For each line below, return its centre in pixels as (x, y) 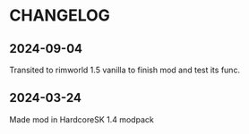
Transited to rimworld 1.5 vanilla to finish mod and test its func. (124, 70)
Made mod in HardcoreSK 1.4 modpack (82, 119)
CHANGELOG (60, 16)
